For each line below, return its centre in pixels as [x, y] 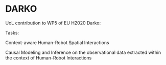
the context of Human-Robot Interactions [49, 58]
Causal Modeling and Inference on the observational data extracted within [83, 52]
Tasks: [12, 32]
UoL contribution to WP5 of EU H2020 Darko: [53, 23]
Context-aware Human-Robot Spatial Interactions [57, 42]
